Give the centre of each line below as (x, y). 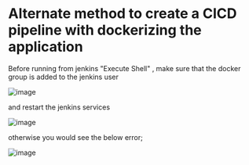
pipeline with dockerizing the (105, 30)
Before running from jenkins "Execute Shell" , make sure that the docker (124, 68)
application (46, 47)
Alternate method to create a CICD (123, 14)
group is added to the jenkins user (64, 77)
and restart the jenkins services (59, 107)
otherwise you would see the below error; (75, 137)
